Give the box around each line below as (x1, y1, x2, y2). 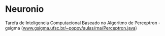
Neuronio (5, 3, 44, 15)
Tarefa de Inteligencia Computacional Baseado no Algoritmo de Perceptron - (5, 20, 161, 26)
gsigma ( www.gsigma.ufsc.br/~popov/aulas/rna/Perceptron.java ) (5, 25, 137, 31)
